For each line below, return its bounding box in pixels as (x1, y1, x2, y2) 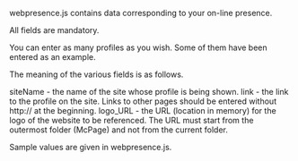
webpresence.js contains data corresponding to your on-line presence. (9, 8, 273, 18)
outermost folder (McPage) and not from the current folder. (9, 124, 229, 135)
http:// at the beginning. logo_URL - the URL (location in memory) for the (9, 106, 276, 115)
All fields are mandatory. (9, 25, 100, 35)
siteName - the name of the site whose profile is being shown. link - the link (9, 87, 289, 97)
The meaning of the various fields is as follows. (9, 69, 184, 80)
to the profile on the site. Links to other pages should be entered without (9, 96, 276, 106)
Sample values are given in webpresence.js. (9, 142, 172, 152)
